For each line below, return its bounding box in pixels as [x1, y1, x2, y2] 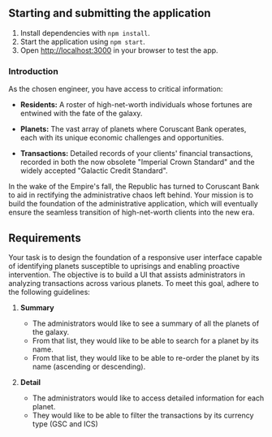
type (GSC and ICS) [32, 418, 99, 429]
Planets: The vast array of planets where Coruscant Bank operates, [19, 124, 247, 134]
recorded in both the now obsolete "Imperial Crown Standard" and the [19, 158, 255, 167]
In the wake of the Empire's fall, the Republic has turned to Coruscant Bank [8, 182, 260, 192]
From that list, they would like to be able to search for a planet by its [32, 335, 259, 345]
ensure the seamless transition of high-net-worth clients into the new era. [8, 207, 255, 218]
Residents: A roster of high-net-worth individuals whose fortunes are [19, 100, 253, 110]
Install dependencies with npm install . [19, 28, 150, 37]
